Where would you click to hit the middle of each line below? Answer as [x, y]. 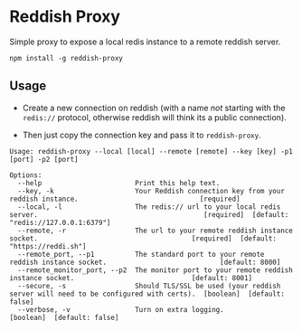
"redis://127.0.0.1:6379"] [60, 222]
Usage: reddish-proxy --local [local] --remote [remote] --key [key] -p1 [151, 151]
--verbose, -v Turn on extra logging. [121, 309]
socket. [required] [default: [143, 238]
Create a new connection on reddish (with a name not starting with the [154, 108]
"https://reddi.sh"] [48, 246]
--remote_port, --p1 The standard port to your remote [141, 254]
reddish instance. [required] [125, 199]
